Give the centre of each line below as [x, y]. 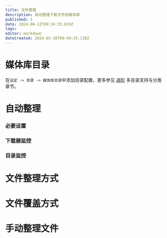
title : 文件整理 [21, 10]
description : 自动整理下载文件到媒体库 [43, 15]
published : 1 [19, 19]
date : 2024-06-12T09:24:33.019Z [39, 24]
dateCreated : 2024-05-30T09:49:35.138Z [47, 39]
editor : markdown [24, 33]
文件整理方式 [32, 178]
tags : [11, 29]
